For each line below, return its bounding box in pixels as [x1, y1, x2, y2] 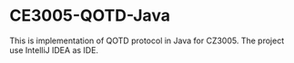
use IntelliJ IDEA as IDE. [9, 44, 98, 55]
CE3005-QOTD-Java [9, 5, 171, 26]
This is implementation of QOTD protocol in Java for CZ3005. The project [9, 35, 285, 46]
